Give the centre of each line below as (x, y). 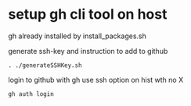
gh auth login (31, 94)
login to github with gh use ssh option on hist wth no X (96, 79)
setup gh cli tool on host (88, 14)
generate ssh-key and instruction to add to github (88, 51)
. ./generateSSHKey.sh (45, 65)
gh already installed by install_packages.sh (77, 36)
